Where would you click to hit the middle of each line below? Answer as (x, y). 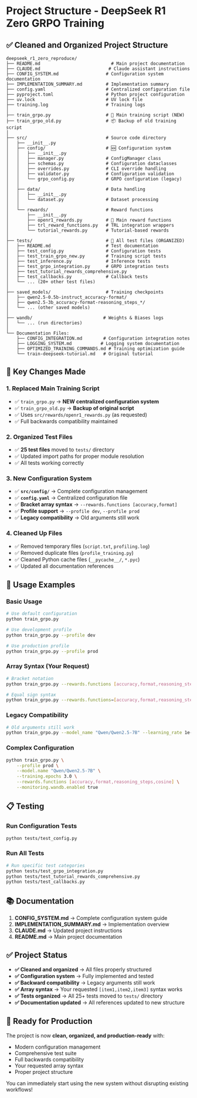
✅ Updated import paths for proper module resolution (79, 456)
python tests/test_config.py (42, 838)
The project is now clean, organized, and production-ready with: (86, 1035)
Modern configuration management (57, 1047)
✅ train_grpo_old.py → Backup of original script (74, 408)
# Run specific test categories (45, 865)
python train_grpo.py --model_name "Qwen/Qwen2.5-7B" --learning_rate (94, 733)
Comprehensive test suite (45, 1053)
